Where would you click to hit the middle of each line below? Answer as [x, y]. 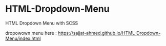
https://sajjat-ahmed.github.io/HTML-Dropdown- [109, 33]
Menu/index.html [23, 38]
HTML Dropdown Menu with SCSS [42, 23]
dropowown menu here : [31, 33]
